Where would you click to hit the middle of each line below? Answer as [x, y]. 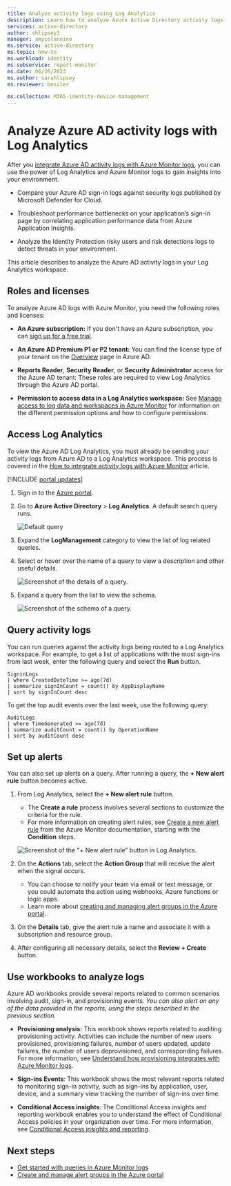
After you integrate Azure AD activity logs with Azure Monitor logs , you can [114, 165]
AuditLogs [21, 718]
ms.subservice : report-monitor [52, 65]
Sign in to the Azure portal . [55, 492]
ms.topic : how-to [32, 52]
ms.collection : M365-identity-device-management [78, 97]
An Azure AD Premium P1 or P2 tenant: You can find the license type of [119, 349]
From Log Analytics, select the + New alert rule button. [95, 794]
